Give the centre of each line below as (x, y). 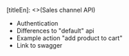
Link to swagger (39, 45)
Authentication (37, 23)
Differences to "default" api (55, 31)
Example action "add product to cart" (69, 38)
